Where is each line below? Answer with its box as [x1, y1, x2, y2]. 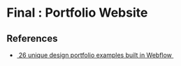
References [6, 33, 58, 44]
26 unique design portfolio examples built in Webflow [18, 51, 173, 59]
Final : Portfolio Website [6, 5, 148, 21]
